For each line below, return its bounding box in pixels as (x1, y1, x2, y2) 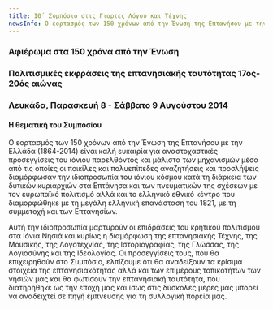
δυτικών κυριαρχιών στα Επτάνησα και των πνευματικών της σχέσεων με (8, 181, 258, 191)
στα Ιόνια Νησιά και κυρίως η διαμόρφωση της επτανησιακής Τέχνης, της (8, 231, 258, 241)
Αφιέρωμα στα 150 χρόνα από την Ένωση (8, 46, 180, 58)
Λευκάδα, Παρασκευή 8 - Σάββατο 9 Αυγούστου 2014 (8, 100, 229, 111)
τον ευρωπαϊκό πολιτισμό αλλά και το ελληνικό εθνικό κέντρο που (8, 190, 236, 200)
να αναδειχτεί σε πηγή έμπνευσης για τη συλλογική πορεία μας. (8, 291, 227, 301)
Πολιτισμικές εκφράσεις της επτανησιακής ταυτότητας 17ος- (8, 68, 261, 79)
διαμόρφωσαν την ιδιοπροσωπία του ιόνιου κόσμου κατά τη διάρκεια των (8, 172, 258, 182)
